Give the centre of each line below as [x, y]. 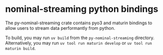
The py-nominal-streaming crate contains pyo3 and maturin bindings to [79, 23]
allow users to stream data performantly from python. [60, 28]
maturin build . [20, 48]
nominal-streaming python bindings [82, 9]
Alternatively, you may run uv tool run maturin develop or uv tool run [79, 43]
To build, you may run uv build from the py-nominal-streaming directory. [80, 38]
